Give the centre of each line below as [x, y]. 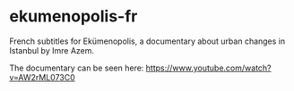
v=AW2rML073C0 [43, 77]
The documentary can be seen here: [77, 68]
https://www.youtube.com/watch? [208, 68]
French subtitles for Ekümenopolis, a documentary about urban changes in [147, 41]
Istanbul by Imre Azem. [52, 50]
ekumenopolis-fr [73, 17]
